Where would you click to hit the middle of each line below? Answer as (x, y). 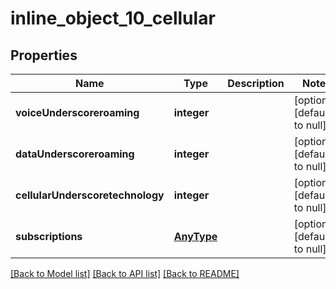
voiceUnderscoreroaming (77, 112)
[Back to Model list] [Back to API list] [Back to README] (125, 273)
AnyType (195, 236)
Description (256, 83)
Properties (44, 55)
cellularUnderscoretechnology (90, 195)
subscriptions (49, 236)
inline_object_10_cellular (113, 18)
